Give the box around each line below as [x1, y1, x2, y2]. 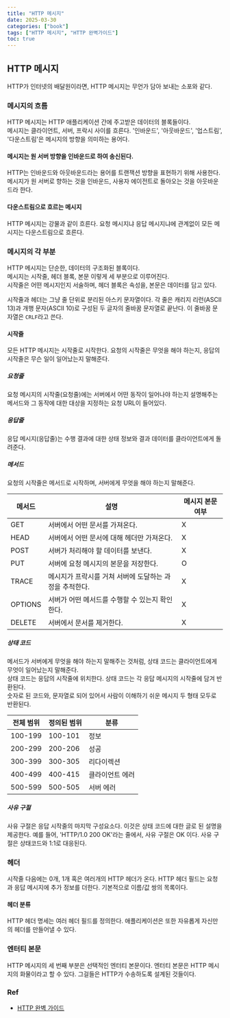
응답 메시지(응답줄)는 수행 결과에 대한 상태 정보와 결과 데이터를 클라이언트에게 [7, 435, 214, 443]
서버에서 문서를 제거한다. [47, 618, 123, 628]
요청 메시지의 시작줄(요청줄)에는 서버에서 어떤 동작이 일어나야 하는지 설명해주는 [7, 391, 218, 399]
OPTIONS [10, 600, 42, 610]
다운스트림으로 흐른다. [25, 228, 84, 236]
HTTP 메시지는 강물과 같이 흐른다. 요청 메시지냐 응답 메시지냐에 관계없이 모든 [7, 219, 214, 227]
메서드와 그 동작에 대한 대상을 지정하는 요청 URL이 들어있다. [7, 399, 166, 407]
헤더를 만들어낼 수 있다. [14, 925, 77, 934]
